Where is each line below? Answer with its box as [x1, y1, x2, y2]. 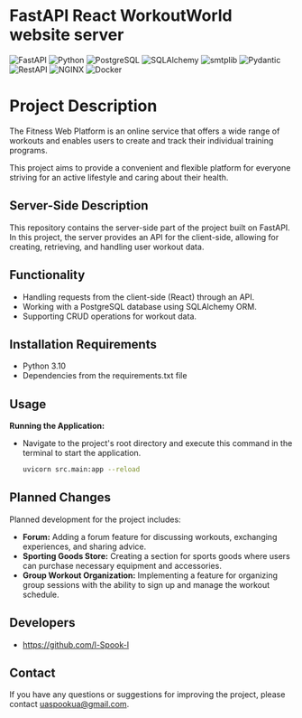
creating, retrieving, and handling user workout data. [9, 241, 205, 252]
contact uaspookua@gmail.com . [9, 699, 130, 710]
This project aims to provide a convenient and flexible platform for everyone [9, 162, 291, 173]
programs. [9, 145, 48, 155]
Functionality [9, 267, 86, 283]
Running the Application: [9, 421, 105, 432]
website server [9, 24, 124, 45]
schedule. [22, 589, 60, 600]
